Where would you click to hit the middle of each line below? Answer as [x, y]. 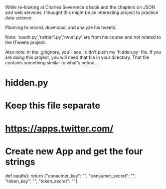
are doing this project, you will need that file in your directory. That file [77, 57]
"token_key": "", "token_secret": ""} [41, 181]
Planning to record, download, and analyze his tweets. [61, 27]
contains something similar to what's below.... [52, 63]
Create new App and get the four [74, 151]
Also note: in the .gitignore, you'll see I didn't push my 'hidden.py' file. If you [83, 52]
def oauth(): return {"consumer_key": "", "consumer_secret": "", [71, 176]
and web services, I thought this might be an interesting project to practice [82, 12]
